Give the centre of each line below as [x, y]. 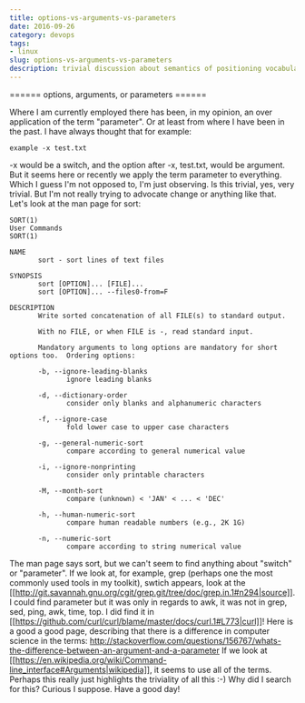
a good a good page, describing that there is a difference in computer [140, 631]
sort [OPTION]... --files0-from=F [103, 292]
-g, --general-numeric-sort [91, 443]
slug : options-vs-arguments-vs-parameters [91, 60]
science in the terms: [49, 640]
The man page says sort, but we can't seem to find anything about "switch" [151, 563]
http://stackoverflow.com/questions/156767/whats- [185, 640]
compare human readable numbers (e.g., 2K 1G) [156, 522]
